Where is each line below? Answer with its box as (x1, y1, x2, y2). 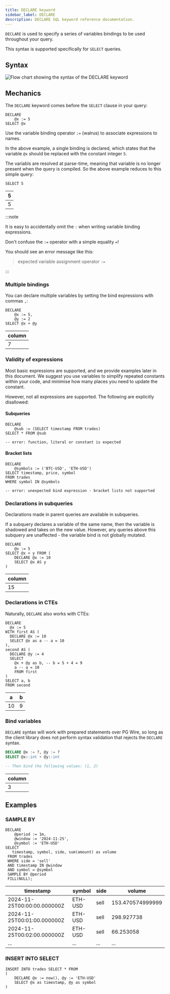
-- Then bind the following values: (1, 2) (5, 764, 99, 769)
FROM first (14, 669, 37, 674)
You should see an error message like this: (5, 249, 94, 254)
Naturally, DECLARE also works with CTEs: (5, 610, 90, 617)
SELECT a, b (5, 678, 30, 683)
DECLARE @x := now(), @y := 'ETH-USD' (14, 975, 96, 980)
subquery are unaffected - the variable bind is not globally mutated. (5, 532, 146, 538)
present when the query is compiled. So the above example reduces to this (5, 166, 162, 172)
